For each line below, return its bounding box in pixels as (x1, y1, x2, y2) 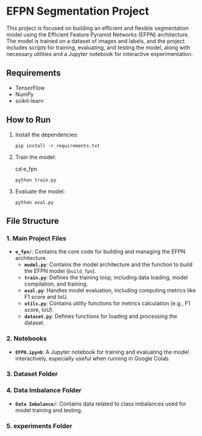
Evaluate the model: (15, 188, 65, 195)
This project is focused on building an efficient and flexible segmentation (6, 24, 189, 32)
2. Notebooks (6, 334, 47, 343)
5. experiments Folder (6, 421, 72, 430)
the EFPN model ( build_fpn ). (24, 267, 97, 275)
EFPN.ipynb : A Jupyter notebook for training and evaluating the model (15, 348, 189, 356)
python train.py (15, 177, 57, 183)
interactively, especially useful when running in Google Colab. (15, 354, 170, 362)
